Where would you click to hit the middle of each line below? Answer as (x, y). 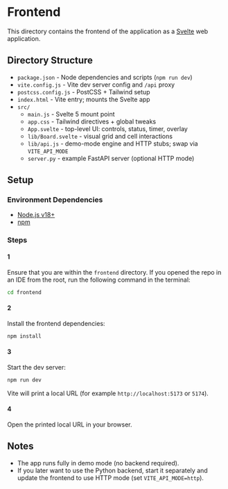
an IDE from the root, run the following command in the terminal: (99, 280)
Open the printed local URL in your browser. (70, 424)
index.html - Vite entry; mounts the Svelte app (84, 99)
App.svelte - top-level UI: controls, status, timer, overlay (108, 128)
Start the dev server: (36, 367)
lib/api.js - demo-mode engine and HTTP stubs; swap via (113, 144)
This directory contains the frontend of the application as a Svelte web (108, 31)
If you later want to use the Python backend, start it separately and (112, 470)
